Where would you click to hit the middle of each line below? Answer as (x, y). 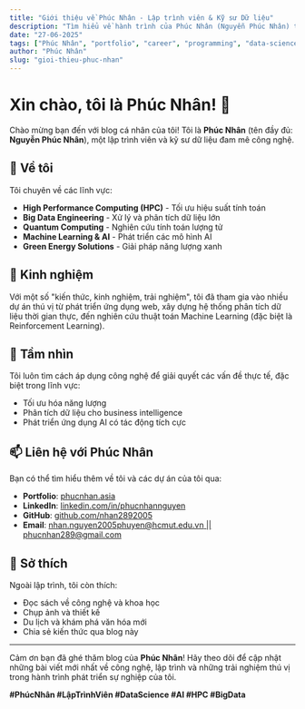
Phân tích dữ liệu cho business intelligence (103, 413)
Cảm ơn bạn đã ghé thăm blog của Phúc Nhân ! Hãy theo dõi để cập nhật (145, 658)
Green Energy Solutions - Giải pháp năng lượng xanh (122, 246)
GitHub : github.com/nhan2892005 (87, 516)
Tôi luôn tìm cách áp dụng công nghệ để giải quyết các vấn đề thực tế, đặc (149, 376)
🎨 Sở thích (39, 563)
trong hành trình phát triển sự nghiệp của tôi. (93, 677)
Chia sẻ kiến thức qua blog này (80, 631)
